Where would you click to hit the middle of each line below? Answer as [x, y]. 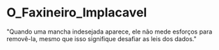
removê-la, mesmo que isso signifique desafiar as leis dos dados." [102, 38]
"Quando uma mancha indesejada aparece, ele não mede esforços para [109, 32]
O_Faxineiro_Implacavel [77, 13]
